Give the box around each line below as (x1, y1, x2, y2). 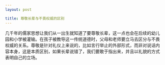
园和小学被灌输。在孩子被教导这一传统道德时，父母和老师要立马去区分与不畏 (5, 36, 160, 42)
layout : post (5, 7, 32, 12)
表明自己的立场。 (5, 54, 40, 60)
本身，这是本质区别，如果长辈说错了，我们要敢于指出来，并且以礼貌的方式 (9, 48, 160, 54)
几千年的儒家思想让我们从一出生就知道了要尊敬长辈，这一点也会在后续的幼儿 (5, 30, 160, 36)
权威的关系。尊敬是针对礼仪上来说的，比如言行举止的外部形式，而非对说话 (5, 42, 156, 48)
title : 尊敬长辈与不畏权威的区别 (5, 16, 65, 21)
